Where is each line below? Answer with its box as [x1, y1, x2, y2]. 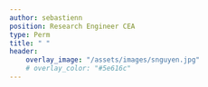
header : [9, 47, 39, 56]
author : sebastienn [9, 13, 83, 23]
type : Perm [9, 30, 51, 39]
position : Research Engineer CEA [9, 22, 136, 31]
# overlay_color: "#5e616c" [25, 64, 131, 73]
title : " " [9, 38, 51, 48]
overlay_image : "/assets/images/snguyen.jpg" [25, 55, 201, 64]
